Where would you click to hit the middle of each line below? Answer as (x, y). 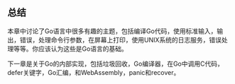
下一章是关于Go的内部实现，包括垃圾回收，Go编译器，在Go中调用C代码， (115, 64)
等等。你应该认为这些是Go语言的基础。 (70, 49)
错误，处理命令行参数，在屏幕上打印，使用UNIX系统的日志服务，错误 (121, 40)
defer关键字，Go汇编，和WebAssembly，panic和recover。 (94, 72)
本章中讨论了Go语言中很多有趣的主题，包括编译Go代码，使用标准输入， (112, 31)
